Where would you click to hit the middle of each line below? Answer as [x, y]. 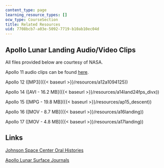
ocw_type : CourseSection [32, 19]
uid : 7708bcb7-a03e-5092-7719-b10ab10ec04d [52, 29]
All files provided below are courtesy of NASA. [54, 62]
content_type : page [26, 10]
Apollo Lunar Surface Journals [38, 160]
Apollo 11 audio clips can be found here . [47, 72]
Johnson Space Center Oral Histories [44, 150]
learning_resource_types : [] [36, 15]
